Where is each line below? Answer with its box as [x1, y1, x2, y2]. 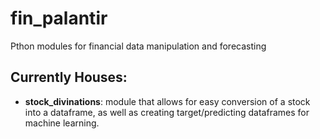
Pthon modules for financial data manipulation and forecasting [10, 40, 267, 52]
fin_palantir [10, 7, 108, 30]
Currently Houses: [10, 69, 128, 86]
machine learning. [24, 117, 100, 129]
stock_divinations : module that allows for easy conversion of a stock [24, 95, 311, 107]
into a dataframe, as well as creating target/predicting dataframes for [24, 106, 310, 118]
